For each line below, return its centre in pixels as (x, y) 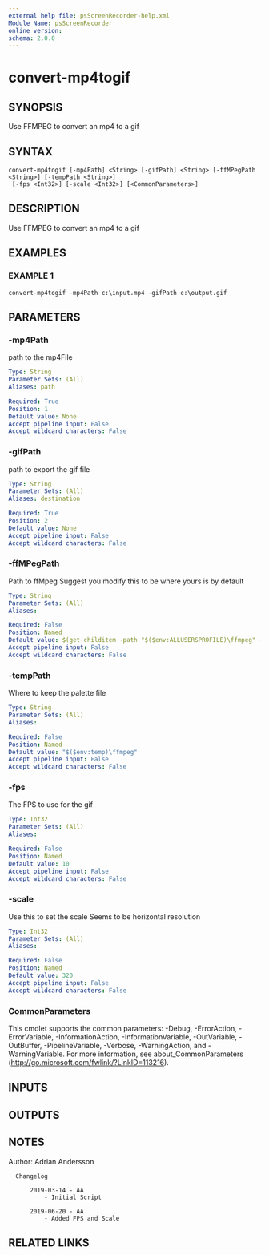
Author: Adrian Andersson (51, 1161)
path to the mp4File (41, 357)
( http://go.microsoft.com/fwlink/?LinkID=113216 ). (89, 1063)
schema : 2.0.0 (32, 38)
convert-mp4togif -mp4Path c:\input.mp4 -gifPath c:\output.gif (118, 293)
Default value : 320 (41, 976)
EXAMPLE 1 (31, 276)
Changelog (32, 1176)
